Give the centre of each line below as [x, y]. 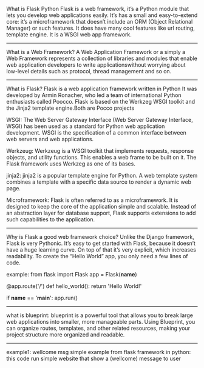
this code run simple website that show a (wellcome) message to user [93, 358]
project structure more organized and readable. [66, 335]
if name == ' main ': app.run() [42, 298]
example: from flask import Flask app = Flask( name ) [72, 274]
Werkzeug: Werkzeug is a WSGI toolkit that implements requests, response [100, 151]
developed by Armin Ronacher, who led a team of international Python [94, 95]
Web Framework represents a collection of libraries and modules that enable [102, 58]
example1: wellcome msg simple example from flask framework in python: [99, 352]
